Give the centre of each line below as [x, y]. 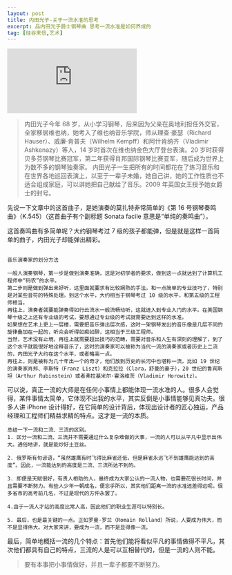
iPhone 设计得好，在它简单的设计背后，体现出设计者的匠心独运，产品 [125, 407]
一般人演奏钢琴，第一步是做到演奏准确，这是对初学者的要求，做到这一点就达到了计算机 [113, 273]
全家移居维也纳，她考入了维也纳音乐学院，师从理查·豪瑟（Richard [117, 133]
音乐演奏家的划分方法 [33, 260]
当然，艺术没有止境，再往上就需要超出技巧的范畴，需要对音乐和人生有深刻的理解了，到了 [115, 340]
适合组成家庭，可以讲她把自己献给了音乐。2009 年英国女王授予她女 [120, 184]
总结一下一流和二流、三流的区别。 [48, 430]
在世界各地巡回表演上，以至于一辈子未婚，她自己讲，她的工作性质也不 [124, 176]
